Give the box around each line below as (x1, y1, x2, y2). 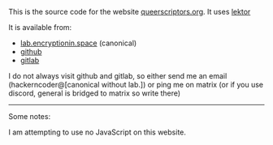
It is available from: (8, 23, 72, 32)
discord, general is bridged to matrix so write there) (8, 88, 181, 98)
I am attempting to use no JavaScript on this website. (8, 127, 187, 137)
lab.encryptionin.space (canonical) (19, 38, 137, 48)
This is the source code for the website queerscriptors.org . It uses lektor (8, 7, 251, 16)
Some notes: (8, 112, 51, 121)
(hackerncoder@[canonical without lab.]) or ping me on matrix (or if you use (8, 80, 264, 89)
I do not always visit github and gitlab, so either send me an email (8, 71, 227, 80)
